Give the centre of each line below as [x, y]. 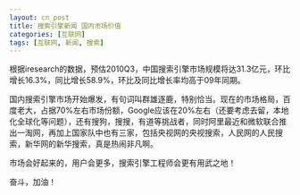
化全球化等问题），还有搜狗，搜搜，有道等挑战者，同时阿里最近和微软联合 [144, 122]
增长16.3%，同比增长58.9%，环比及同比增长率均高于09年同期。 [127, 81]
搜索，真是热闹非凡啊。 [114, 144]
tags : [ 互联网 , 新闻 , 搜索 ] [57, 42]
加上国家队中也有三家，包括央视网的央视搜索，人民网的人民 [165, 133]
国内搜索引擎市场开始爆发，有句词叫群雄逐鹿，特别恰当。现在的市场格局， [146, 99]
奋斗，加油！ [33, 182]
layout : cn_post [39, 17]
